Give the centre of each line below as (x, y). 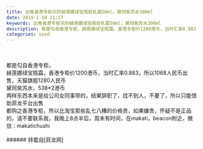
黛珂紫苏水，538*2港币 (36, 88)
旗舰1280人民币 (47, 81)
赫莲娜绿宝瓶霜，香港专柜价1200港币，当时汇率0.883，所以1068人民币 (94, 73)
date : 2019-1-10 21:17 (35, 18)
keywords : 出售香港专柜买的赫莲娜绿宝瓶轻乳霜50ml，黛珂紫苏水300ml (84, 23)
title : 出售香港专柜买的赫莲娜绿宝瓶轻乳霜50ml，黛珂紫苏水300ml (80, 12)
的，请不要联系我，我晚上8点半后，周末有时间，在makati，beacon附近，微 (100, 118)
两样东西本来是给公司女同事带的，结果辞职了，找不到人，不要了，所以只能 (99, 96)
